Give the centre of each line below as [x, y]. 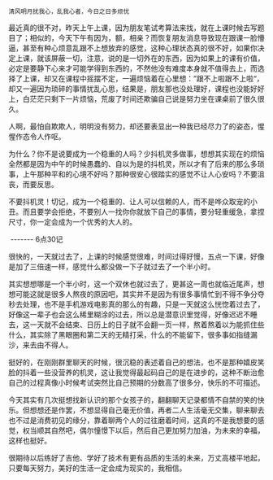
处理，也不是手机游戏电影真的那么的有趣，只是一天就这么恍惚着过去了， [143, 304]
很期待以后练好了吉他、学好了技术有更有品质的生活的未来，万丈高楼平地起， [136, 458]
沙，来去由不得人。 [41, 345]
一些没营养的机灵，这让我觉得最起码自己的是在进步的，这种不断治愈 [150, 372]
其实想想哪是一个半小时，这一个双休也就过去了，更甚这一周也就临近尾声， [133, 284]
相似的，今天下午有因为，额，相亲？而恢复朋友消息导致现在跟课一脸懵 [147, 38]
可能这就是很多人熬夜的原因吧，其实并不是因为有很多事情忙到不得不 [129, 294]
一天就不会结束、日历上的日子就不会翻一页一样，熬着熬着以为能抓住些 [147, 325]
